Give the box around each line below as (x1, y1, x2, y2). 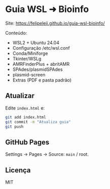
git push (5, 124, 24, 129)
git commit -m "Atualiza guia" (5, 119, 71, 124)
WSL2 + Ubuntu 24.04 (12, 39, 60, 46)
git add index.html (5, 115, 46, 120)
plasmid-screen (12, 71, 45, 77)
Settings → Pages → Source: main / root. (5, 151, 89, 157)
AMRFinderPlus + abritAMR (12, 61, 70, 67)
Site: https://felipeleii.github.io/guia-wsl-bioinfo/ (5, 20, 105, 26)
